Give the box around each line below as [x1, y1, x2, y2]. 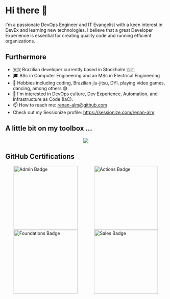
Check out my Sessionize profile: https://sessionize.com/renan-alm [12, 109, 155, 115]
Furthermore [5, 53, 47, 61]
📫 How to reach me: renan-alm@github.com [12, 102, 107, 108]
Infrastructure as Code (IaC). [12, 96, 74, 102]
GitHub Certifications [5, 152, 75, 161]
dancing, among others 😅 [12, 85, 68, 91]
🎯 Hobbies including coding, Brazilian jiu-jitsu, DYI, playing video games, [12, 79, 165, 86]
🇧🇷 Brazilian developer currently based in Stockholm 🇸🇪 [12, 66, 135, 72]
